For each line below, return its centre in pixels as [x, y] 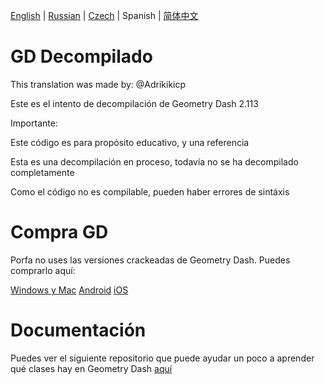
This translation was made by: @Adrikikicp [98, 84]
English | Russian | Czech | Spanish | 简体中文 [104, 15]
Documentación [78, 330]
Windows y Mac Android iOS [69, 290]
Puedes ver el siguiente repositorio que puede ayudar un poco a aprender [162, 358]
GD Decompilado [81, 56]
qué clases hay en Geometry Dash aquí [91, 368]
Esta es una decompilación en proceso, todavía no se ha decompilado [154, 161]
